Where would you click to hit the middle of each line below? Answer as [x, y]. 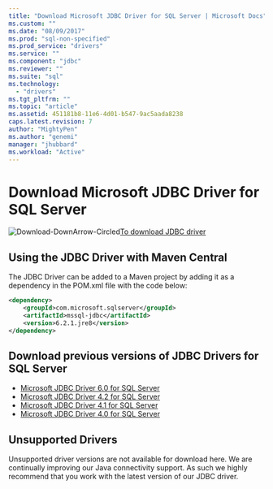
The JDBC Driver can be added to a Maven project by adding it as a [121, 277]
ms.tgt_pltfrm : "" [39, 99]
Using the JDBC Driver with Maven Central [118, 257]
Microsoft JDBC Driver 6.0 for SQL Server [90, 388]
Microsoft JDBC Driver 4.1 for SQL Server [89, 405]
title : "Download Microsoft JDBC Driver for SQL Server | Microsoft [127, 16]
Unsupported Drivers [63, 439]
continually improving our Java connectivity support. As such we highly [128, 468]
